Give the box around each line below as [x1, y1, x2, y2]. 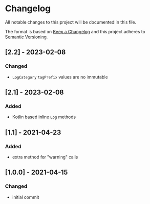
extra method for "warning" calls [12, 154, 78, 160]
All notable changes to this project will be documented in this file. [5, 19, 137, 25]
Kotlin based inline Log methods [12, 114, 76, 120]
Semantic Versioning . [5, 34, 48, 40]
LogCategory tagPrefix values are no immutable [12, 74, 108, 80]
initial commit [12, 194, 39, 200]
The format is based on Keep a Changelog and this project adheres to [5, 28, 146, 34]
